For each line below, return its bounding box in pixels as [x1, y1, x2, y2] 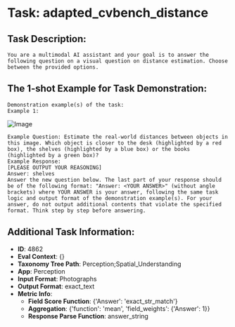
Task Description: [7, 33, 87, 45]
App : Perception [17, 267, 65, 275]
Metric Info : [17, 289, 53, 298]
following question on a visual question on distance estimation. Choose [7, 58, 229, 65]
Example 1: [7, 107, 39, 114]
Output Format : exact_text [17, 282, 95, 291]
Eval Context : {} [17, 252, 65, 260]
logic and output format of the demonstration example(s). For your [7, 194, 212, 201]
